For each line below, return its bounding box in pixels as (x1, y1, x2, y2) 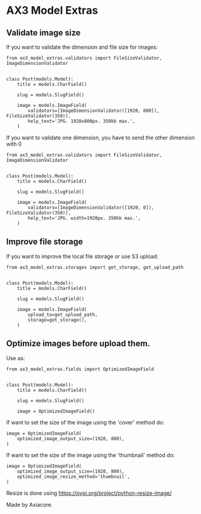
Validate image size (6, 28, 81, 38)
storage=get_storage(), (28, 317, 87, 323)
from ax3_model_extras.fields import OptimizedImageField (6, 366, 154, 372)
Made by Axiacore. (6, 501, 53, 508)
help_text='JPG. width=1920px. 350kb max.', (28, 215, 141, 221)
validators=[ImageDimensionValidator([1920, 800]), (28, 108, 160, 114)
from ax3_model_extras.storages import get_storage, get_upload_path (6, 264, 184, 271)
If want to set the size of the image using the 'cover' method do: (6, 418, 165, 426)
